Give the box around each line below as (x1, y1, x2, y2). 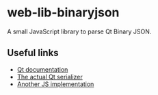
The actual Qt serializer (16, 72, 83, 81)
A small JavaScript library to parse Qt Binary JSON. (7, 27, 152, 36)
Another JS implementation (16, 80, 94, 88)
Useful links (7, 47, 60, 59)
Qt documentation (16, 65, 68, 73)
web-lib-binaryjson (7, 5, 120, 21)
